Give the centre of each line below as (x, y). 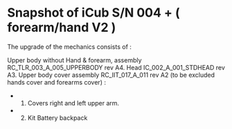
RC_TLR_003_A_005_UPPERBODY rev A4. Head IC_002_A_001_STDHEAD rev (116, 67)
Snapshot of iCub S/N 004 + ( (93, 13)
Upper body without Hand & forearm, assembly (74, 60)
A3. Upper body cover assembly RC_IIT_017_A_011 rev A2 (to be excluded (111, 75)
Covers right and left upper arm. (73, 103)
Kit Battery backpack (57, 118)
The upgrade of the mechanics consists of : (69, 46)
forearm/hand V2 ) (62, 27)
